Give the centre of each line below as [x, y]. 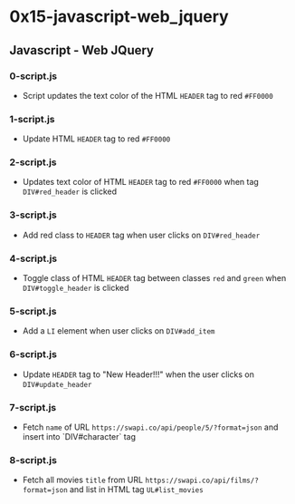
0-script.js [33, 76]
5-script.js [33, 311]
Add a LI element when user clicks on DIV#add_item [119, 331]
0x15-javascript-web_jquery [119, 17]
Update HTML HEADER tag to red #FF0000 [96, 139]
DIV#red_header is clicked [70, 191]
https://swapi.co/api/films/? [202, 481]
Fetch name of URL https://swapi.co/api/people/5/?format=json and [150, 427]
